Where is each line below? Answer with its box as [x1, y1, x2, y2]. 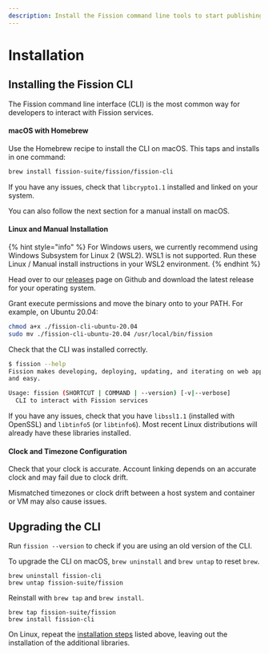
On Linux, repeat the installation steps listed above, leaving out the [8, 629, 228, 640]
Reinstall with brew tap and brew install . [8, 593, 144, 603]
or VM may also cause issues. [8, 496, 107, 506]
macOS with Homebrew [8, 126, 89, 136]
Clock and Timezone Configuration [8, 446, 127, 456]
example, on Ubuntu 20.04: [8, 307, 98, 317]
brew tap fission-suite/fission [8, 608, 116, 616]
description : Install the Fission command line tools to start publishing [8, 11, 263, 20]
